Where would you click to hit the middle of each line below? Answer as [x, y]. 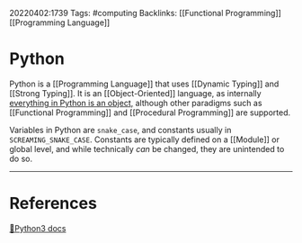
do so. [21, 158]
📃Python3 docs [38, 228]
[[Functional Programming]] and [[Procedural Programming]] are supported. [150, 112]
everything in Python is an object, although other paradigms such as [136, 103]
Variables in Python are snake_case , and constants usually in [120, 130]
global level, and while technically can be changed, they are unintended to [147, 148]
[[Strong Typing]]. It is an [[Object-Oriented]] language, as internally [136, 93]
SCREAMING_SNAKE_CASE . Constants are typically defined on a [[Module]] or [145, 139]
